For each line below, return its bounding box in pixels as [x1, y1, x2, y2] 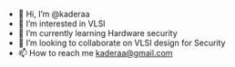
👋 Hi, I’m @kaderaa [17, 9, 90, 19]
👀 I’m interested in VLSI [17, 18, 107, 29]
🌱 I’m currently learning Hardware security [17, 28, 178, 38]
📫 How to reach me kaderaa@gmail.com [17, 48, 173, 58]
